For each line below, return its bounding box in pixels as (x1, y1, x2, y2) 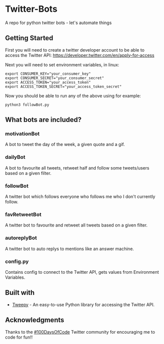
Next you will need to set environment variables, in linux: (5, 61, 119, 67)
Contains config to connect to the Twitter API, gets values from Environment (5, 269, 159, 275)
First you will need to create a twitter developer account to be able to (5, 47, 145, 53)
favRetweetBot (5, 211, 42, 218)
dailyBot (5, 154, 26, 161)
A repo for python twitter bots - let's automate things (5, 20, 112, 26)
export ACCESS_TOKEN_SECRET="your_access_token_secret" (5, 84, 122, 89)
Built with (5, 288, 35, 297)
